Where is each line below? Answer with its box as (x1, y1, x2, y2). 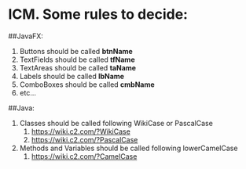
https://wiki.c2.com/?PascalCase (31, 135, 138, 144)
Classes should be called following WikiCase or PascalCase (19, 118, 214, 128)
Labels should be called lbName (19, 71, 124, 81)
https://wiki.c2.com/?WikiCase (31, 127, 131, 136)
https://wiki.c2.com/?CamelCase (31, 151, 138, 161)
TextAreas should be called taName (19, 63, 136, 72)
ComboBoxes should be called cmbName (19, 80, 155, 89)
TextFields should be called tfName (19, 55, 135, 64)
